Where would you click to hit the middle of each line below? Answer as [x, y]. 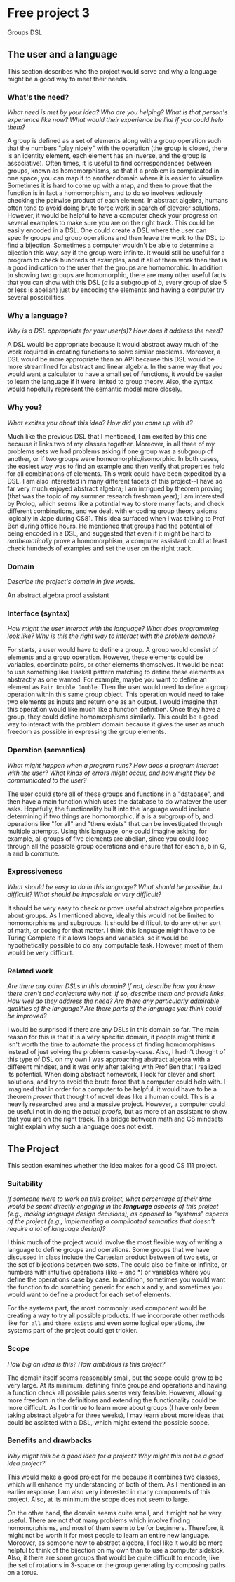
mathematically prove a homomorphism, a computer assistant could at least [117, 540]
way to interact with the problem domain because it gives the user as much [116, 724]
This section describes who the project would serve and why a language [112, 71]
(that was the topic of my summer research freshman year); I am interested [116, 496]
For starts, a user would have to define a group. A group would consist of [113, 650]
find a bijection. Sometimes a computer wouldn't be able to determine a [110, 245]
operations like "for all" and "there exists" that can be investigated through [115, 823]
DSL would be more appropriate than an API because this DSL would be [111, 359]
